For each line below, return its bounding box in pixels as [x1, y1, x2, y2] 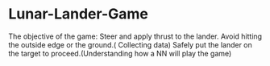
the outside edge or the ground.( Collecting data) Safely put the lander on [8, 39, 252, 49]
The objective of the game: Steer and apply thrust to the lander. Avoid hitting [8, 31, 263, 41]
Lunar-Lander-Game [8, 5, 149, 23]
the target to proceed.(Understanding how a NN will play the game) [8, 48, 232, 58]
